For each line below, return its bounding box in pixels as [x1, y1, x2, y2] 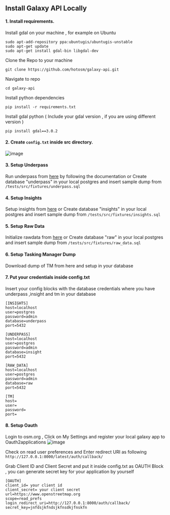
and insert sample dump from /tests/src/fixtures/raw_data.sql [5, 239, 141, 246]
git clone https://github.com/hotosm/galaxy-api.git [5, 67, 119, 72]
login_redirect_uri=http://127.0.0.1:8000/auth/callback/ [5, 501, 130, 506]
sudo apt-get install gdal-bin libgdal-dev [5, 48, 99, 53]
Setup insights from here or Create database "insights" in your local [5, 206, 147, 212]
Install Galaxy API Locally [5, 4, 87, 13]
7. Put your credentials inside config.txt [5, 274, 90, 281]
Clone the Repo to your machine [5, 57, 73, 63]
